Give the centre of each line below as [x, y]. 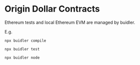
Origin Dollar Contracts [52, 9]
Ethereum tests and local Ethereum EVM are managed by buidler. [70, 22]
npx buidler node [22, 57]
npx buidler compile [26, 41]
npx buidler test [22, 49]
